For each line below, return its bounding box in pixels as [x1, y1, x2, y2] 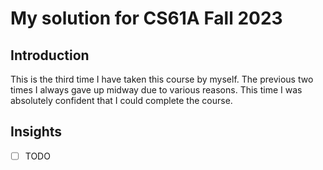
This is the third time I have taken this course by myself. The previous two [10, 73, 314, 85]
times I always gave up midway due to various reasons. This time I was [10, 84, 303, 96]
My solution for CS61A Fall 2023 [10, 7, 283, 30]
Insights [10, 123, 63, 141]
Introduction [10, 47, 90, 64]
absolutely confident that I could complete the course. [10, 95, 233, 106]
